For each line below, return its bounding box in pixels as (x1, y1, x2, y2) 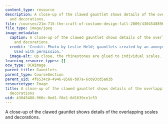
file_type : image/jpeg (5, 26, 52, 31)
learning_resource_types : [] (5, 58, 66, 63)
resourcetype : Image (5, 81, 48, 86)
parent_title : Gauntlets (5, 68, 57, 73)
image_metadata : (5, 30, 39, 35)
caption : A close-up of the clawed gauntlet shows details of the (9, 35, 151, 40)
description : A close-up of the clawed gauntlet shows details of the (5, 12, 155, 17)
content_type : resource (5, 7, 55, 12)
